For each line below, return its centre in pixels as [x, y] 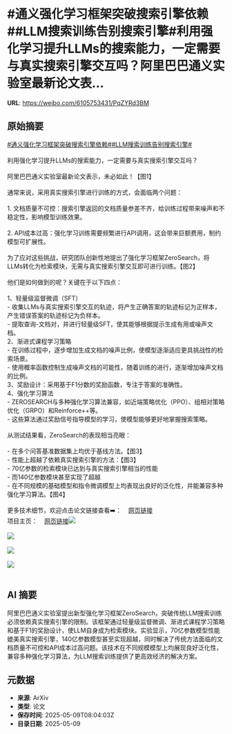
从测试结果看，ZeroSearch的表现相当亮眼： [69, 435]
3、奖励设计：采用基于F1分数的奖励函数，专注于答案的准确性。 [97, 384]
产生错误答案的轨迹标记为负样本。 [56, 315]
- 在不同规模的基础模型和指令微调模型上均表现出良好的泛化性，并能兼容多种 [115, 485]
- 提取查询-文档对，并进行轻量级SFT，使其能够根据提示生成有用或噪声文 [110, 324]
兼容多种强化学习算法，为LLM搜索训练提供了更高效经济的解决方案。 [104, 656]
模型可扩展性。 [28, 241]
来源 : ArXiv [33, 698]
